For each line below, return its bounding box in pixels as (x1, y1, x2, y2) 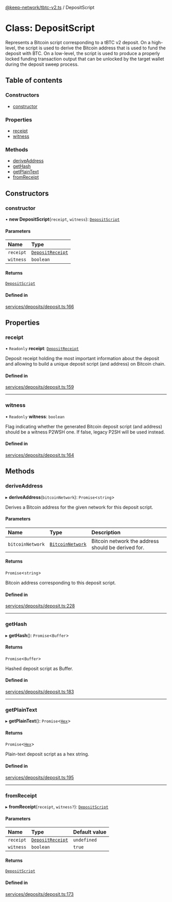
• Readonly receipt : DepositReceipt (5, 346, 79, 352)
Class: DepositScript (5, 23, 95, 34)
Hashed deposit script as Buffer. (5, 665, 73, 672)
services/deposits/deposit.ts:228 (5, 603, 75, 609)
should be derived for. (91, 544, 145, 551)
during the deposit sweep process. (5, 61, 79, 67)
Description (91, 529, 121, 536)
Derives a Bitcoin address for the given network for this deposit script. (5, 504, 154, 510)
